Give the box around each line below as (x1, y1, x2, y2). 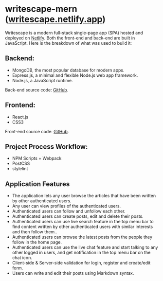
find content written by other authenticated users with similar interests (12, 224, 153, 229)
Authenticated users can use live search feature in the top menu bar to (12, 219, 154, 225)
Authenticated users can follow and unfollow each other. (12, 208, 126, 214)
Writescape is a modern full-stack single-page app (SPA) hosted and (5, 30, 143, 35)
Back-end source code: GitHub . (5, 87, 69, 93)
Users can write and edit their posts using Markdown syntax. (12, 270, 134, 276)
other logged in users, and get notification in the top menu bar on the (12, 249, 151, 256)
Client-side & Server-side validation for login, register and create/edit (12, 260, 151, 266)
